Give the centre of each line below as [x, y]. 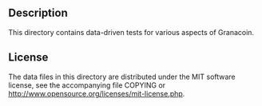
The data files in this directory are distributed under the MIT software [122, 77]
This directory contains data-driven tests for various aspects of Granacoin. [131, 32]
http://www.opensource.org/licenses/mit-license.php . [97, 93]
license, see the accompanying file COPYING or [87, 85]
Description [38, 13]
